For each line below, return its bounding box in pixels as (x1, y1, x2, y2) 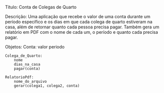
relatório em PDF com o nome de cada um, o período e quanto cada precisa (5, 29, 158, 35)
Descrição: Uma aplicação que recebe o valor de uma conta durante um (5, 14, 151, 19)
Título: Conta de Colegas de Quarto (5, 4, 77, 10)
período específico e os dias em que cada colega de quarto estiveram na (5, 19, 153, 24)
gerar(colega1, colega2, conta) (14, 83, 80, 88)
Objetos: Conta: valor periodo (5, 44, 65, 49)
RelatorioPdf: (5, 75, 34, 80)
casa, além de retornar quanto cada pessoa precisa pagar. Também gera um (5, 24, 160, 30)
